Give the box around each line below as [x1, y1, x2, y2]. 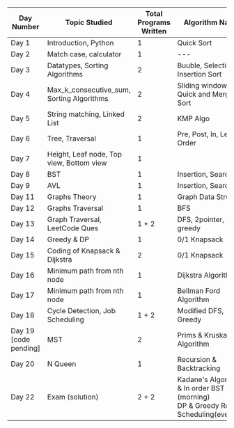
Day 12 [10, 203, 35, 213]
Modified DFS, [177, 306, 224, 315]
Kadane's [177, 375, 208, 384]
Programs [137, 17, 171, 27]
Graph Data [177, 192, 214, 201]
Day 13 [10, 219, 35, 228]
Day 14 [10, 235, 35, 244]
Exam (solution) [47, 393, 99, 402]
